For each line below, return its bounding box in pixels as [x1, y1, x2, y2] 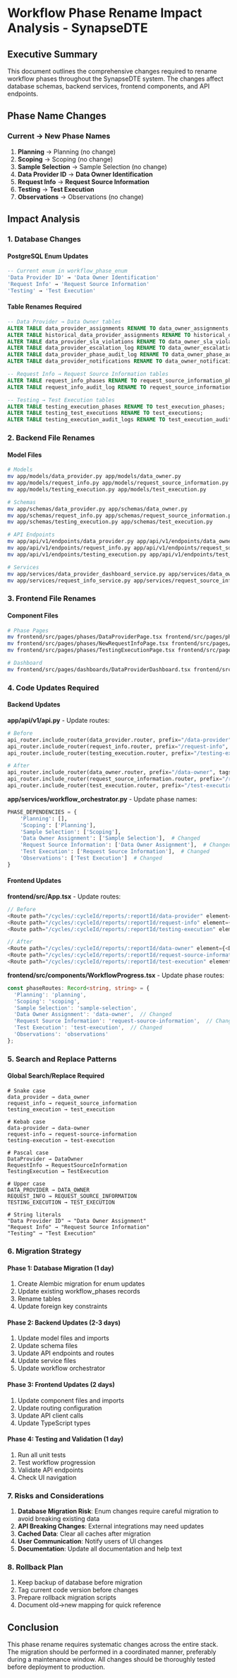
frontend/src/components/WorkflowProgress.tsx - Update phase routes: [7, 971, 224, 979]
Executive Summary [7, 48, 98, 60]
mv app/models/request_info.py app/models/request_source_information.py [7, 479, 229, 486]
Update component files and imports [17, 1396, 125, 1405]
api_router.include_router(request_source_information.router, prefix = [7, 775, 222, 783]
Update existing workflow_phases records [17, 1287, 140, 1296]
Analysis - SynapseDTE [7, 20, 148, 36]
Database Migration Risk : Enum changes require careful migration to [17, 1507, 219, 1516]
